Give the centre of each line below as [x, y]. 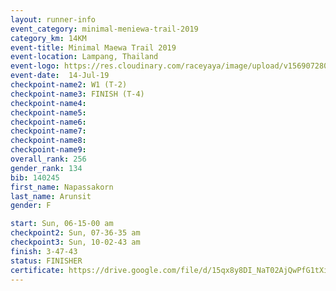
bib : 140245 [35, 177]
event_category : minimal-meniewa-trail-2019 [104, 29]
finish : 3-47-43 [44, 251]
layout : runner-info [53, 19]
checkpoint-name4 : [48, 103]
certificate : [37, 270]
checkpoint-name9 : [48, 150]
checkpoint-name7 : [48, 131]
